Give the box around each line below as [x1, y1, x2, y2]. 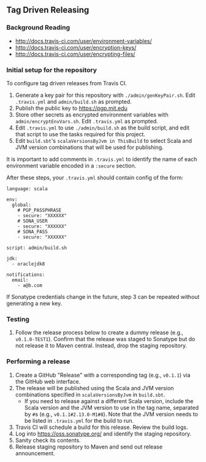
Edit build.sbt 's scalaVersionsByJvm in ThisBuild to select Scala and [15, 137, 192, 144]
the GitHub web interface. [15, 377, 81, 385]
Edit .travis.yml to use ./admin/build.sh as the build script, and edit [15, 124, 190, 131]
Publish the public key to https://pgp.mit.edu [15, 104, 128, 112]
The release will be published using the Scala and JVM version [15, 384, 174, 391]
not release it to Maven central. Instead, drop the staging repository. [15, 342, 187, 349]
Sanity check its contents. [15, 436, 81, 444]
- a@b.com [17, 282, 43, 288]
